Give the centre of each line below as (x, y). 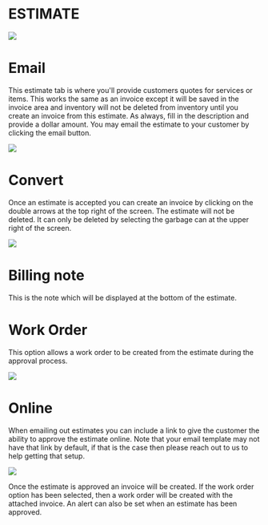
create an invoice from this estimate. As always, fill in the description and (129, 115)
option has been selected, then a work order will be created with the (121, 495)
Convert (36, 180)
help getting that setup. (47, 456)
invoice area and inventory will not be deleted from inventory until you (123, 107)
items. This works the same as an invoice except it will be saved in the (124, 99)
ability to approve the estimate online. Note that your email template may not (134, 438)
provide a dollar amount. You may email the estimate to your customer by (129, 124)
